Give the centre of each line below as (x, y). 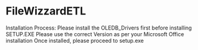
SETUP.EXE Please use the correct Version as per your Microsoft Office (95, 34)
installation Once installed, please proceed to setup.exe (75, 40)
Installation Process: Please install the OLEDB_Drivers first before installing (99, 28)
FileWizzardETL (46, 11)
